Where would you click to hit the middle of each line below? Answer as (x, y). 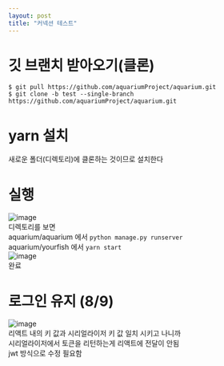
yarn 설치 (39, 135)
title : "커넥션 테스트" (43, 23)
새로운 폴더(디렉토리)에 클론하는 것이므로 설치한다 (86, 159)
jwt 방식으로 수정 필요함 (45, 353)
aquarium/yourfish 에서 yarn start (65, 247)
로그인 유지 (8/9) (61, 301)
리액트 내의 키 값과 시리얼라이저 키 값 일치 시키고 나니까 (95, 333)
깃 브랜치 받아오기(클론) (81, 65)
